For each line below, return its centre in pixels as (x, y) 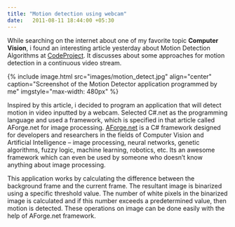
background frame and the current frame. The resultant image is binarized (115, 186)
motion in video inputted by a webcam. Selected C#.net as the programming (117, 112)
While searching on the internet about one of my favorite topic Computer (113, 40)
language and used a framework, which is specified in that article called (111, 119)
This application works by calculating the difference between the (101, 178)
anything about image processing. (57, 164)
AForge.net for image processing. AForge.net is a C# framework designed (114, 127)
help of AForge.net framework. (52, 216)
